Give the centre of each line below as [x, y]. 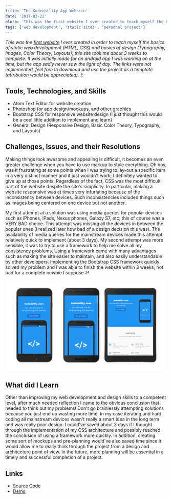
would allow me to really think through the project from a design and [77, 447]
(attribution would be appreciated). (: [44, 75]
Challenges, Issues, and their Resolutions [73, 147]
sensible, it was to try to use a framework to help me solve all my [74, 245]
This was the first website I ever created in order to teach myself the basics [85, 42]
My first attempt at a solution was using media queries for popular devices [84, 212]
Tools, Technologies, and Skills [56, 91]
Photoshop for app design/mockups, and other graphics [72, 109]
